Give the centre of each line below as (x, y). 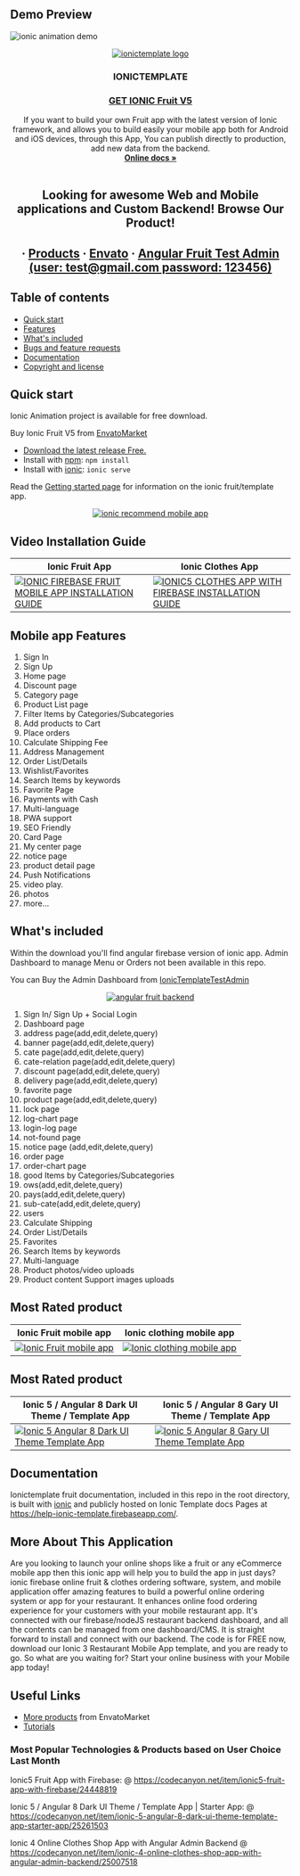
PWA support (47, 819)
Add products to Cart (62, 724)
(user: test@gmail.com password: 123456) (150, 267)
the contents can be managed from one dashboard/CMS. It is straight (138, 1630)
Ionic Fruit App (80, 567)
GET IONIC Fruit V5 (150, 100)
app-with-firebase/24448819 (64, 1790)
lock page (41, 1108)
